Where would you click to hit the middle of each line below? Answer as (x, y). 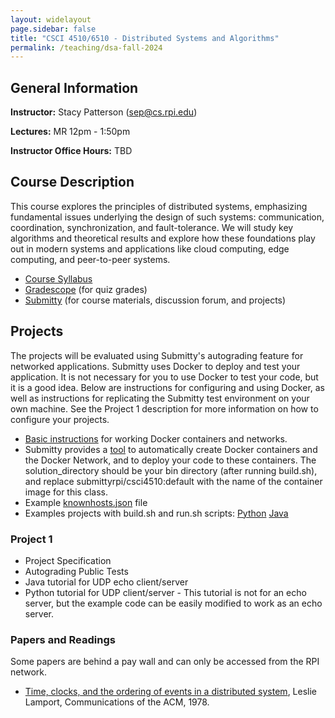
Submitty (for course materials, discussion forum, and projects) (155, 300)
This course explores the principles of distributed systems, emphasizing (159, 206)
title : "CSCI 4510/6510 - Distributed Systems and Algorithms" (145, 38)
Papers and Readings (63, 639)
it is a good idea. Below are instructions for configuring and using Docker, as (168, 387)
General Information (74, 87)
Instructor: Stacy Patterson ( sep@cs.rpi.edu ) (104, 112)
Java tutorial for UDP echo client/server (106, 582)
